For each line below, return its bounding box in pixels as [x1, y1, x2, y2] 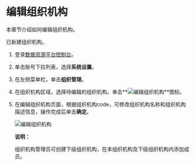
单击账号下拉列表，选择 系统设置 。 [14, 63, 97, 70]
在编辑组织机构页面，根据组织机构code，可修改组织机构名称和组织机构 [14, 100, 186, 107]
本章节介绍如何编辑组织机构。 [6, 26, 78, 33]
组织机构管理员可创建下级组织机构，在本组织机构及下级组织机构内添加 [14, 145, 184, 153]
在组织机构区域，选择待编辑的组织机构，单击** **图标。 [14, 88, 185, 95]
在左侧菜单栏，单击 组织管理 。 [14, 76, 87, 83]
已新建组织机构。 [6, 38, 47, 45]
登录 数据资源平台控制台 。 [14, 50, 77, 58]
